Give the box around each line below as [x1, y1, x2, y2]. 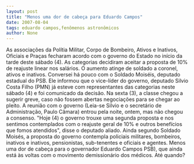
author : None [6, 30, 38, 36]
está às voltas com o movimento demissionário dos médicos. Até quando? [6, 152, 186, 159]
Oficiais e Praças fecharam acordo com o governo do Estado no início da [6, 53, 183, 60]
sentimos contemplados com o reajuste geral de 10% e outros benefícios [6, 121, 183, 128]
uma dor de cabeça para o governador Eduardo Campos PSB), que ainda [6, 145, 183, 152]
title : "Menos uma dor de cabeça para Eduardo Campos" [6, 14, 143, 20]
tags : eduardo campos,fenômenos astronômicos [6, 25, 119, 31]
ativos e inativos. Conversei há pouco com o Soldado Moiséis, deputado [6, 71, 181, 78]
